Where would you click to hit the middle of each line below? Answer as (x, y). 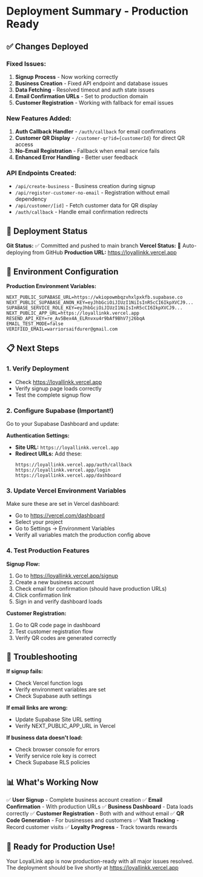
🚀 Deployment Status (47, 231)
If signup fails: (25, 671)
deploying (19, 252)
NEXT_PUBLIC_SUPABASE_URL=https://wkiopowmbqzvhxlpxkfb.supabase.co (95, 297)
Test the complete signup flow (53, 395)
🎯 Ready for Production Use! (61, 846)
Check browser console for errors (57, 750)
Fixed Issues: (26, 64)
